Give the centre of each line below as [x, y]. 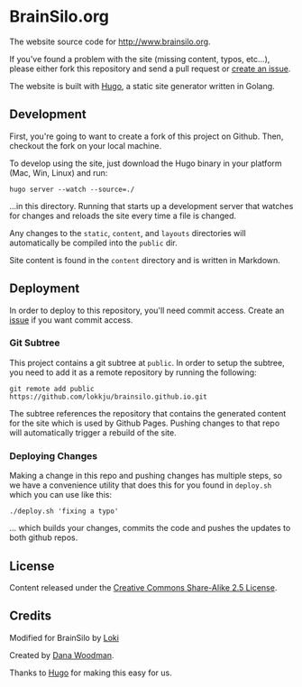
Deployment [45, 289]
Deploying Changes [53, 455]
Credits [31, 616]
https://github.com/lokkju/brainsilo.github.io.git [108, 397]
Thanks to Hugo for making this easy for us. [91, 673]
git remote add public [52, 389]
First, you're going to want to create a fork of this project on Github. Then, [146, 136]
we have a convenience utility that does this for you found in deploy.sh [141, 485]
